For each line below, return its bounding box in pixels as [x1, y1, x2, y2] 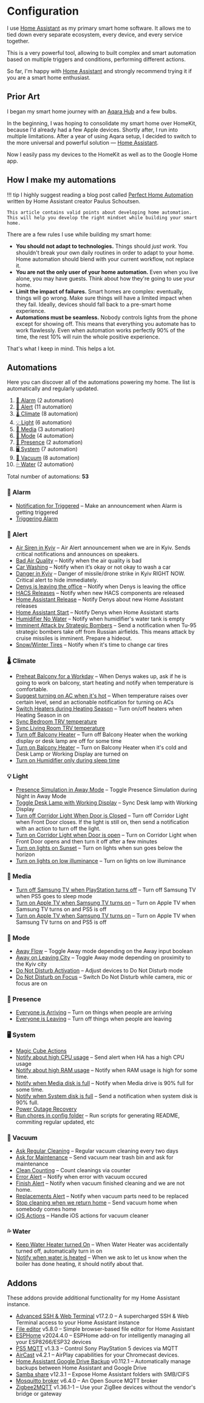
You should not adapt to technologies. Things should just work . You [15, 242, 188, 250]
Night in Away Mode [15, 792, 67, 800]
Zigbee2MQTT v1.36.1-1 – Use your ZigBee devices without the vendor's [15, 1384, 196, 1391]
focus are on [15, 980, 48, 987]
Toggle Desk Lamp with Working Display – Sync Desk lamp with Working [15, 799, 198, 806]
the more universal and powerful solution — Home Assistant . [7, 139, 159, 146]
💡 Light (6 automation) [15, 419, 72, 426]
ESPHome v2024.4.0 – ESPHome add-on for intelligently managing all [15, 1332, 191, 1339]
